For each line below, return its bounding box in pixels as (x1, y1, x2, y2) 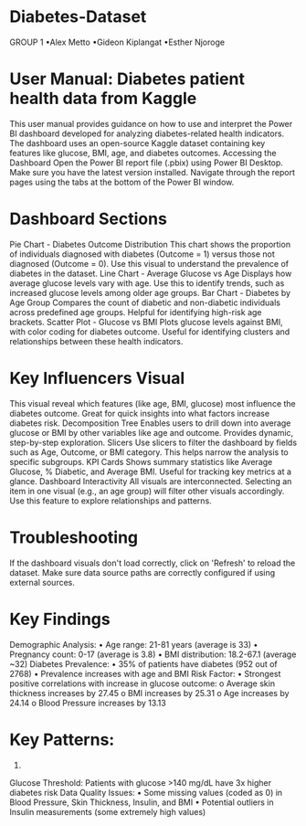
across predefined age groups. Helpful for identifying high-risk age (9, 306, 262, 317)
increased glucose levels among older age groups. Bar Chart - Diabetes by (9, 287, 290, 298)
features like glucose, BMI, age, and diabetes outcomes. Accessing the (9, 147, 277, 158)
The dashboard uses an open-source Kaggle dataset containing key (9, 137, 266, 148)
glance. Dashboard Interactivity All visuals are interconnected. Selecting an (9, 475, 292, 486)
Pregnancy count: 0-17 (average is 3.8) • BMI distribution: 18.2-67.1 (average (9, 649, 297, 660)
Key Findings (9, 609, 111, 630)
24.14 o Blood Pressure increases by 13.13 (9, 697, 166, 708)
